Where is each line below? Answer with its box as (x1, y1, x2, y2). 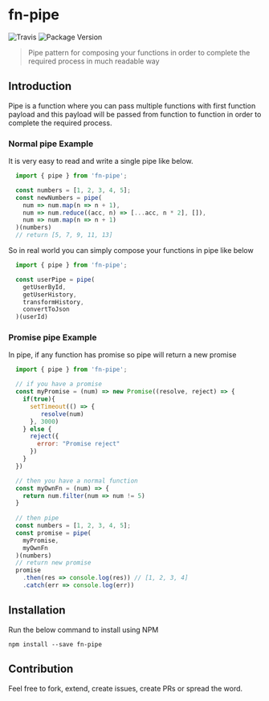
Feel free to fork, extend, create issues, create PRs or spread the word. (8, 683, 243, 693)
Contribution (8, 662, 74, 676)
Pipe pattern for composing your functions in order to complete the (27, 47, 251, 57)
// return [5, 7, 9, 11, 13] (15, 231, 113, 239)
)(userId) (15, 313, 48, 321)
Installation (8, 604, 66, 617)
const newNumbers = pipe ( (15, 194, 103, 202)
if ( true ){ (22, 395, 56, 403)
